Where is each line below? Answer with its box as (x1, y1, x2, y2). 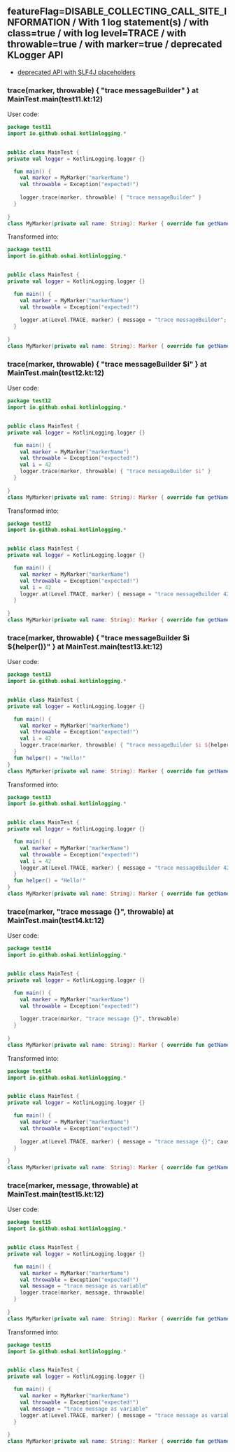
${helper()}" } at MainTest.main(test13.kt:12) (7, 642, 163, 651)
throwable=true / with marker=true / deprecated (7, 38, 222, 50)
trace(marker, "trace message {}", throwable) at (7, 906, 174, 916)
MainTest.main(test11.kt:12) (7, 94, 104, 104)
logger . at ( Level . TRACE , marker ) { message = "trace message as (20, 1411, 208, 1419)
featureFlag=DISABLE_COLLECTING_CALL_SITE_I (7, 6, 227, 17)
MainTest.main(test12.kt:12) (7, 367, 105, 377)
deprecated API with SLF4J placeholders (17, 68, 136, 76)
